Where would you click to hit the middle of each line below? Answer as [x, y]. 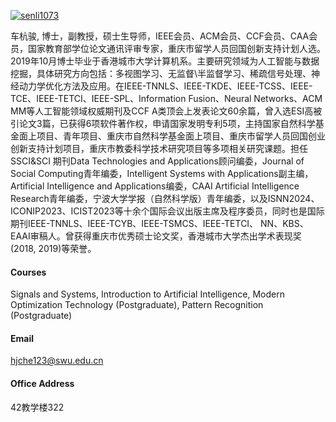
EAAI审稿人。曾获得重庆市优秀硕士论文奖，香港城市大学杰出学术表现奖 [156, 236]
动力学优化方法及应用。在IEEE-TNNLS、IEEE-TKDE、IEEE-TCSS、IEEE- [165, 86]
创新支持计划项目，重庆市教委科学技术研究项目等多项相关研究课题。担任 [159, 148]
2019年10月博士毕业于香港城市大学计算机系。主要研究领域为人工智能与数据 [165, 61]
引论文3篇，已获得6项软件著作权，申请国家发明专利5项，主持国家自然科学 [163, 123]
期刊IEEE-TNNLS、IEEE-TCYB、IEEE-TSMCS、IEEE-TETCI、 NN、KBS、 [159, 223]
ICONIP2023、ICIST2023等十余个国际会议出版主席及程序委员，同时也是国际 [167, 211]
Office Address [42, 383]
